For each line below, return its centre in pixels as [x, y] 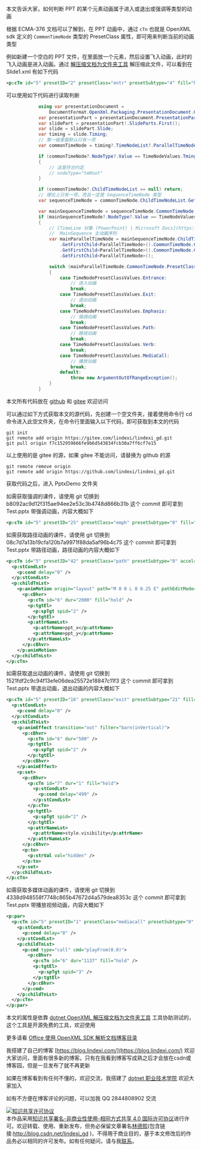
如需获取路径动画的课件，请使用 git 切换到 [58, 535]
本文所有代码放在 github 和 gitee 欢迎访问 [57, 401]
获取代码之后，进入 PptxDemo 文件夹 [52, 483]
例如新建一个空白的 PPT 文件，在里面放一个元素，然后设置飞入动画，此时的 [99, 57]
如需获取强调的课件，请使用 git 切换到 [53, 496]
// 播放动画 [83, 361]
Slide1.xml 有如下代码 [32, 72]
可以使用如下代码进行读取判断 [43, 95]
